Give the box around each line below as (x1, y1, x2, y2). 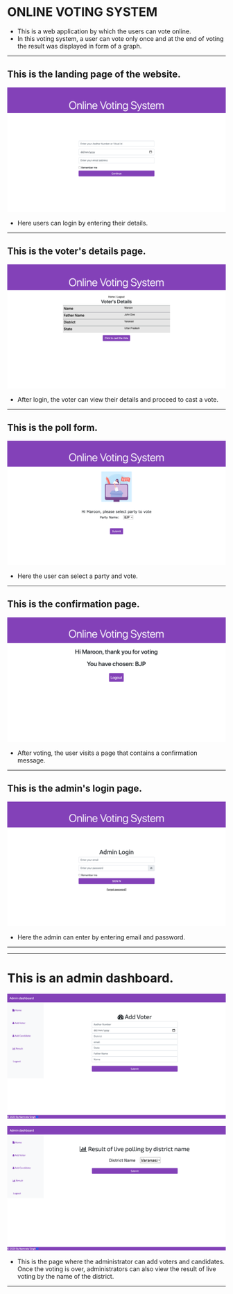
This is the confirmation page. (7, 598, 140, 611)
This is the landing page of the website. (7, 69, 182, 80)
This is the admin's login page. (7, 783, 142, 794)
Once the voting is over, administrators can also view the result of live (17, 1264, 216, 1273)
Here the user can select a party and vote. (17, 572, 139, 580)
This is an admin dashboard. (7, 971, 174, 986)
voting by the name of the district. (17, 1272, 114, 1280)
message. (17, 756, 46, 764)
